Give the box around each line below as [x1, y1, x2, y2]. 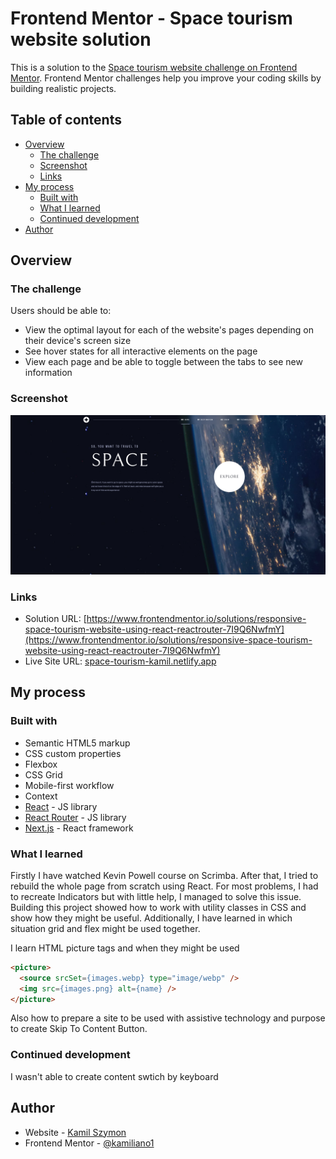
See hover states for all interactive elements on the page [24, 345, 258, 357]
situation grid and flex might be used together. [10, 922, 201, 934]
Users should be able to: [10, 305, 112, 317]
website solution [10, 28, 152, 51]
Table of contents [10, 112, 122, 129]
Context [24, 790, 58, 802]
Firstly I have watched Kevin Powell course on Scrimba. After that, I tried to [10, 869, 319, 881]
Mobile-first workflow [24, 779, 115, 791]
